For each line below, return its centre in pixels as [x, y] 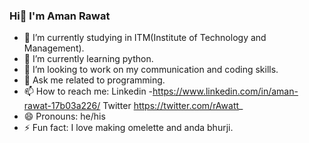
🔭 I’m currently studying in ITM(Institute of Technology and [145, 38]
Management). [54, 48]
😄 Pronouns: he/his [64, 116]
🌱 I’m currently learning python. [88, 59]
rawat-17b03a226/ [62, 106]
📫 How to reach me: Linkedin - [88, 91]
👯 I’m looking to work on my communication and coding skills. [151, 70]
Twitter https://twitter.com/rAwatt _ [173, 106]
